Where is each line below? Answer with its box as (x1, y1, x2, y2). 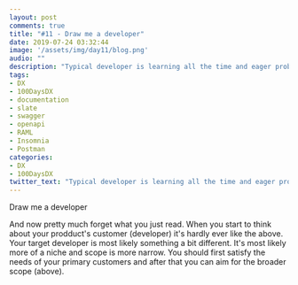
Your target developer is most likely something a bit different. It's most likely (9, 238, 286, 249)
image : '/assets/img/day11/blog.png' (9, 46, 149, 55)
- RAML (9, 128, 34, 137)
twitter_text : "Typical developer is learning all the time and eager (9, 178, 276, 187)
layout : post (9, 12, 58, 22)
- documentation (9, 95, 69, 104)
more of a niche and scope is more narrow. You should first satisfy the (9, 247, 266, 258)
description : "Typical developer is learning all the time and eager (9, 63, 272, 72)
